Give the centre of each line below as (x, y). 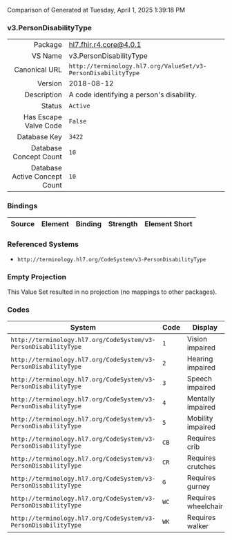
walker (198, 526)
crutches (201, 467)
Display (205, 328)
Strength (123, 223)
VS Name (47, 56)
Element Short (168, 223)
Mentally (201, 399)
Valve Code (43, 126)
